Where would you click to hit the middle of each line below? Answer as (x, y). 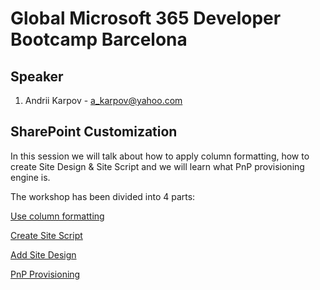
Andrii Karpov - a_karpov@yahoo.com (103, 100)
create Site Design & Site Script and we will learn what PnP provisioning (157, 166)
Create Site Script (46, 235)
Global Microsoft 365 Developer (146, 18)
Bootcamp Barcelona (99, 39)
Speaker (37, 76)
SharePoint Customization (94, 132)
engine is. (30, 177)
